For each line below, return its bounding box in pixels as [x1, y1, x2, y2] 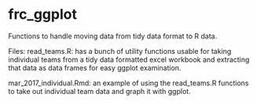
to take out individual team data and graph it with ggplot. [8, 86, 191, 95]
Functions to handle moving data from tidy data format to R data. [8, 31, 218, 41]
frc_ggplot [8, 5, 77, 23]
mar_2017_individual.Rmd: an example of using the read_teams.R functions [8, 78, 249, 88]
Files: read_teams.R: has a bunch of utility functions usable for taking [8, 46, 232, 56]
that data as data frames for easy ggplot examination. [8, 63, 182, 72]
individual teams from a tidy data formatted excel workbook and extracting [8, 55, 250, 64]
